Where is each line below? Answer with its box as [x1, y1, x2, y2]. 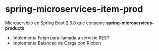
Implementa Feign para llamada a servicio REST [12, 35, 110, 41]
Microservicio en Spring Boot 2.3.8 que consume [5, 20, 106, 26]
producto [5, 25, 25, 31]
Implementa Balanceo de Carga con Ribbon [12, 40, 102, 46]
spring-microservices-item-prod [5, 3, 143, 15]
